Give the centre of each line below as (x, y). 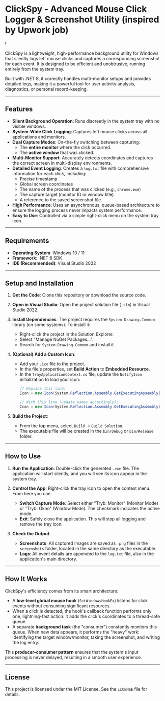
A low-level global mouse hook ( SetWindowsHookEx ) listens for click (80, 600)
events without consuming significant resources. (61, 606)
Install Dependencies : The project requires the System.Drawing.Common (83, 320)
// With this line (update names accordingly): (69, 402)
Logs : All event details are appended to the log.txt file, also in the (87, 553)
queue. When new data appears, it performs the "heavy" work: (76, 632)
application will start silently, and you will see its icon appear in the (80, 473)
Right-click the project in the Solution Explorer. (67, 334)
